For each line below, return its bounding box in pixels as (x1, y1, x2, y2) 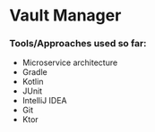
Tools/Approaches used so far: (9, 37, 147, 50)
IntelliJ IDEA (22, 95, 67, 106)
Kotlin (22, 77, 44, 87)
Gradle (22, 67, 47, 78)
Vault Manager (9, 5, 122, 26)
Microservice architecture (22, 57, 118, 68)
